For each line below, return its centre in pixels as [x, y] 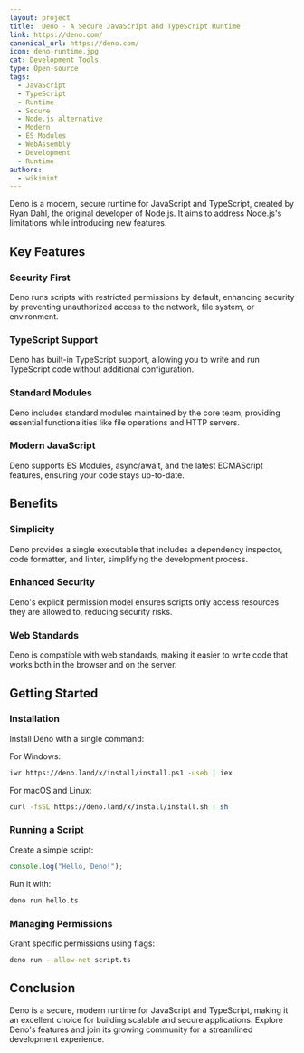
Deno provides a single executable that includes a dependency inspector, [146, 549]
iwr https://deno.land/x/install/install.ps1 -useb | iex [121, 773]
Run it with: [30, 883]
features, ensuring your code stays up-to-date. [97, 475]
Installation [35, 719]
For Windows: [35, 756]
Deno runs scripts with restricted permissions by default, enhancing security [152, 297]
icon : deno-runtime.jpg [54, 52]
